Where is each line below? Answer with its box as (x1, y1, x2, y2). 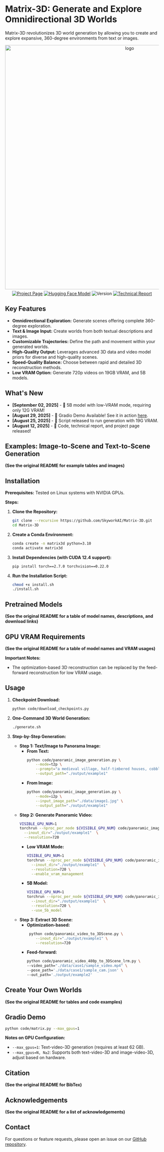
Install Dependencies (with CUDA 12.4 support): (12, 554, 112, 560)
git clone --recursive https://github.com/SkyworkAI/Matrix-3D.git (12, 518, 152, 523)
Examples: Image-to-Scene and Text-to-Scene (5, 442, 150, 450)
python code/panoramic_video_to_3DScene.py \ (29, 931, 123, 936)
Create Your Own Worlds (5, 986, 82, 994)
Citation (5, 1069, 30, 1077)
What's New (5, 389, 43, 397)
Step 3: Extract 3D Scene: (19, 916, 73, 922)
